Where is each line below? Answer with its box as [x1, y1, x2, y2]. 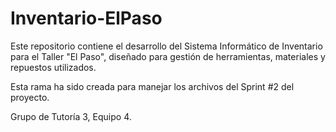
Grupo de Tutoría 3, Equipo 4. [10, 110, 132, 122]
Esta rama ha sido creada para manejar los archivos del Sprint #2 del [10, 80, 295, 92]
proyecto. [10, 91, 50, 103]
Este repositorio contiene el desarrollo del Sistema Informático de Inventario [10, 40, 323, 52]
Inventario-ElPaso [10, 7, 163, 30]
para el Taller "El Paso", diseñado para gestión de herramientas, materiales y [10, 50, 326, 62]
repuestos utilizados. [10, 61, 97, 73]
